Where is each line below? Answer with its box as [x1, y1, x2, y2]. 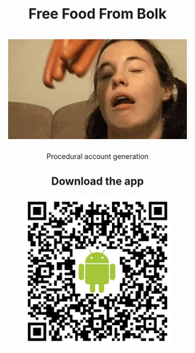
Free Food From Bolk [28, 5, 167, 23]
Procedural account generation [46, 151, 149, 161]
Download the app [50, 175, 145, 188]
